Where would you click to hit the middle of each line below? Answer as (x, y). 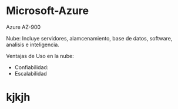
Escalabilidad (31, 73)
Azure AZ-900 (23, 27)
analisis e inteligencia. (33, 45)
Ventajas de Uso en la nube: (40, 56)
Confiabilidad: (31, 67)
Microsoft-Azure (48, 11)
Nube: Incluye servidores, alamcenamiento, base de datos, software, (89, 38)
